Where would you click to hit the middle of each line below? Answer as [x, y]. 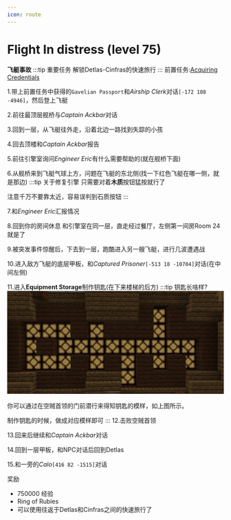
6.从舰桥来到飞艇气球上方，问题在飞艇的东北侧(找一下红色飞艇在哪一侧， [110, 173]
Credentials [23, 77]
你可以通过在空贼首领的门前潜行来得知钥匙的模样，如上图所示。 [97, 406]
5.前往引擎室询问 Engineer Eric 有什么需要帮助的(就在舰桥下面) [94, 158]
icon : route [24, 14]
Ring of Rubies [38, 501]
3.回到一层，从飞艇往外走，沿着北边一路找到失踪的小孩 [85, 129]
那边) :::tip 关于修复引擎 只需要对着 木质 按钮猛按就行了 [89, 182]
